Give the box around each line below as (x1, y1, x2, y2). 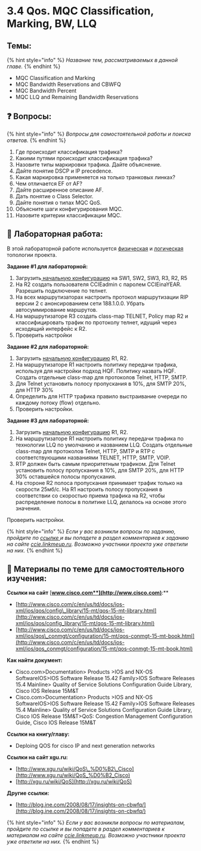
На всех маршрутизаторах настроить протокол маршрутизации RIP (15, 293, 188, 300)
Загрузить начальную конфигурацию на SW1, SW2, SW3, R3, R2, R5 (15, 274, 187, 281)
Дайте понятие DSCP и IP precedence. (15, 167, 113, 174)
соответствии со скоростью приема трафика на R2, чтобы (15, 491, 165, 499)
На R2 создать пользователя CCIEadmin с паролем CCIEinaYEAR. (15, 281, 182, 288)
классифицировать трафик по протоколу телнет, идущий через (15, 318, 177, 326)
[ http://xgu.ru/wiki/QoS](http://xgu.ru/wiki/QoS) (15, 778, 132, 785)
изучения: (7, 573, 47, 583)
